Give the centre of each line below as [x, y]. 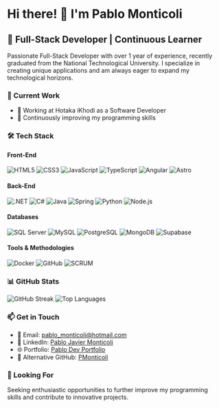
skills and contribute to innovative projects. [68, 397]
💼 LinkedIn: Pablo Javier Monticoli [65, 342]
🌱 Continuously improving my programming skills [87, 118]
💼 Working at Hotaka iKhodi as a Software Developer [92, 111]
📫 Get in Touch [33, 317]
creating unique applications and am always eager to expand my [99, 70]
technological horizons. [40, 78]
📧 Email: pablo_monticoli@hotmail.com [72, 335]
